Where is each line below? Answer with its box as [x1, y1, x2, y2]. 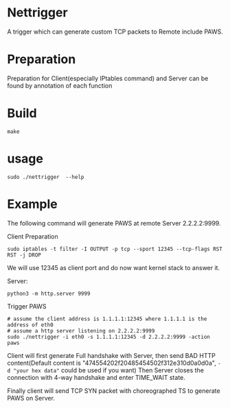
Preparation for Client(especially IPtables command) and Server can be [7, 74, 209, 82]
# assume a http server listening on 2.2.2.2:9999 [7, 327, 155, 334]
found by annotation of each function [7, 81, 113, 90]
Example [7, 196, 58, 212]
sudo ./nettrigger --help [7, 173, 84, 180]
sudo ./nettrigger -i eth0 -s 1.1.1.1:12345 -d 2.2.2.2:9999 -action [7, 333, 211, 340]
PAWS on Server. [7, 394, 55, 402]
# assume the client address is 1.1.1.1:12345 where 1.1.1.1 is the [7, 315, 207, 322]
